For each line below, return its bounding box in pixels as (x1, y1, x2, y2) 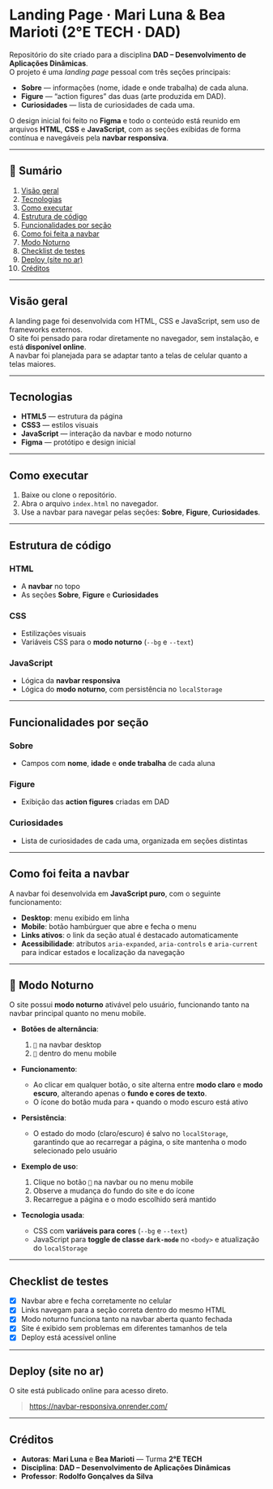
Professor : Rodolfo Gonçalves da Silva (20, 1471, 153, 1482)
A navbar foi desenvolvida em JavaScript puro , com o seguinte (9, 889, 221, 898)
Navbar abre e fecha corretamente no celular (20, 1296, 173, 1306)
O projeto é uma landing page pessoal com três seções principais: (9, 67, 232, 76)
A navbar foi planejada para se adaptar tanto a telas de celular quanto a (9, 351, 248, 360)
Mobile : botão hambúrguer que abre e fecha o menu (20, 921, 197, 931)
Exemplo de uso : (20, 1162, 79, 1172)
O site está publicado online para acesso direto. (9, 1386, 168, 1396)
